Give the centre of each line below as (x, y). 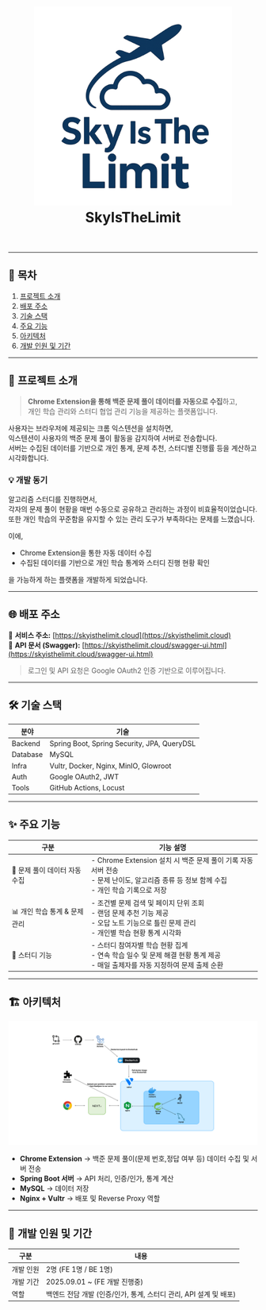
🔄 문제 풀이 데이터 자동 (46, 870)
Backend (26, 744)
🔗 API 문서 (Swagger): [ (47, 645)
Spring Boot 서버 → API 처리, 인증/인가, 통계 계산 (97, 1179)
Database (27, 755)
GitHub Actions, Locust (87, 788)
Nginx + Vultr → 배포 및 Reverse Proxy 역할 (90, 1199)
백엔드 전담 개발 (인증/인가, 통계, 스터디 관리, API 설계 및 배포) (141, 1294)
